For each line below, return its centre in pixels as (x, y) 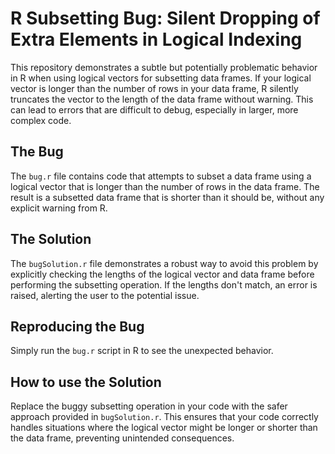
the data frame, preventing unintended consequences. (122, 438)
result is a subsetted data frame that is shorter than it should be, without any (167, 197)
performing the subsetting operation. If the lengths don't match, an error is (164, 284)
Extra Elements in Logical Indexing (156, 39)
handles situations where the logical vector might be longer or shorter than (164, 428)
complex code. (41, 120)
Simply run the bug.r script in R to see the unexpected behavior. (142, 351)
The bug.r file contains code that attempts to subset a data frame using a (161, 176)
